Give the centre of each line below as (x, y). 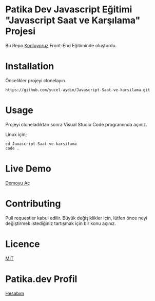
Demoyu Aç (18, 183)
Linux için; (16, 134)
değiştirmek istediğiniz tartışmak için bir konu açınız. (61, 223)
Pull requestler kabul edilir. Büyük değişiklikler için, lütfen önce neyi (76, 218)
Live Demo (28, 168)
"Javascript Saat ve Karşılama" (73, 20)
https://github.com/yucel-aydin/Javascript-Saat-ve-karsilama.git (78, 90)
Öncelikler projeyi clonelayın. (36, 80)
